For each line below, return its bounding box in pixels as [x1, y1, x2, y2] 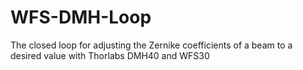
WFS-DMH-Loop [10, 6, 152, 29]
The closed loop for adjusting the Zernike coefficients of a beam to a [10, 39, 293, 51]
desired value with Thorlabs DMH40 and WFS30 [10, 49, 210, 61]
